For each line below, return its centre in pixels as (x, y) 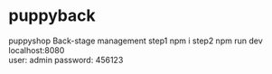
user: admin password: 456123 (66, 60)
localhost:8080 (37, 50)
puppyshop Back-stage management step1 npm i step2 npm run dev (136, 41)
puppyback (52, 16)
